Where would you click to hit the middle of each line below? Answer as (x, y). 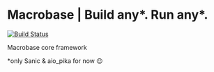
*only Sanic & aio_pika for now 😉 (55, 61)
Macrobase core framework (47, 47)
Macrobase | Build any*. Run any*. (108, 15)
